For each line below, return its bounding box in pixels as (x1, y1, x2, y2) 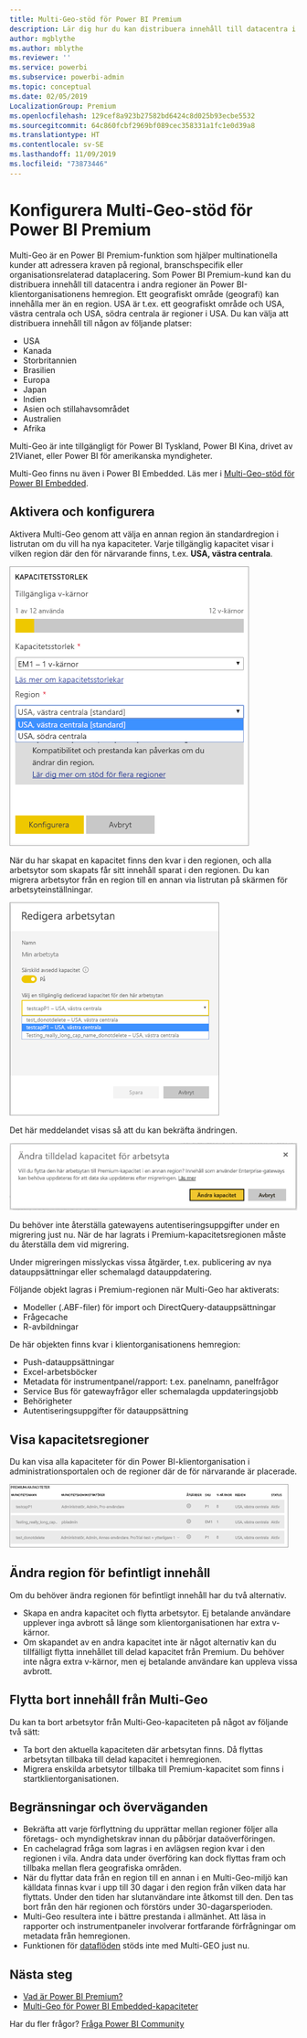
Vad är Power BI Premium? (22, 1991, 123, 2002)
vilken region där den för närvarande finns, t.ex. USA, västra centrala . (9, 548, 273, 559)
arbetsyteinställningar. (9, 883, 93, 895)
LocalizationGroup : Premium (9, 101, 117, 111)
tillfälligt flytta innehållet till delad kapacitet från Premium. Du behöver (22, 1646, 285, 1657)
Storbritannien (22, 355, 78, 366)
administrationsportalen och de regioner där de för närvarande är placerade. (9, 1466, 298, 1477)
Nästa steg (9, 1967, 73, 1982)
